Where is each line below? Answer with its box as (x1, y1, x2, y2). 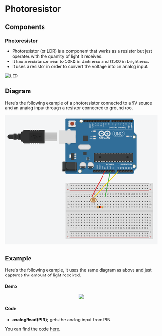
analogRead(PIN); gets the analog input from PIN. (12, 316, 112, 322)
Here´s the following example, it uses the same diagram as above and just (5, 267, 152, 273)
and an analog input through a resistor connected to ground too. (5, 105, 133, 111)
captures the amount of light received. (5, 272, 81, 278)
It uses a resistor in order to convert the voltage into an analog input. (12, 63, 149, 69)
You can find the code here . (5, 326, 60, 332)
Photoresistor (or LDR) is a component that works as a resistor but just (12, 48, 152, 54)
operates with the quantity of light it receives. (12, 53, 103, 59)
